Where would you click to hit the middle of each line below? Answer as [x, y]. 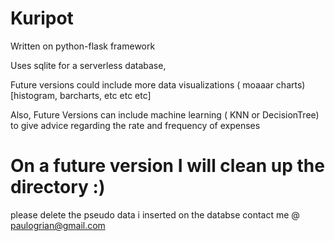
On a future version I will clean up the [167, 166]
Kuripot [42, 18]
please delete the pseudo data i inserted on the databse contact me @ [155, 214]
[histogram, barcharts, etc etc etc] [81, 95]
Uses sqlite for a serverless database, [88, 65]
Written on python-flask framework [83, 46]
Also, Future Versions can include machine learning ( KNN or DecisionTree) [165, 114]
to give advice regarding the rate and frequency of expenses [135, 125]
